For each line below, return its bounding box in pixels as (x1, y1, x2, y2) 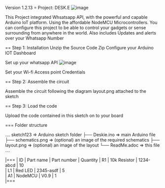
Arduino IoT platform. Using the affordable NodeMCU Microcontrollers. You (5, 20, 158, 25)
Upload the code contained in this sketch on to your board (5, 113, 123, 118)
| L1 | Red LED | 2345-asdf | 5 (5, 168, 65, 173)
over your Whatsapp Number (5, 35, 64, 41)
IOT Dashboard (5, 50, 36, 56)
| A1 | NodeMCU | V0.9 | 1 (5, 173, 57, 179)
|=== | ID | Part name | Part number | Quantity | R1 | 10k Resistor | (5, 157, 137, 163)
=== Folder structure (5, 122, 48, 128)
